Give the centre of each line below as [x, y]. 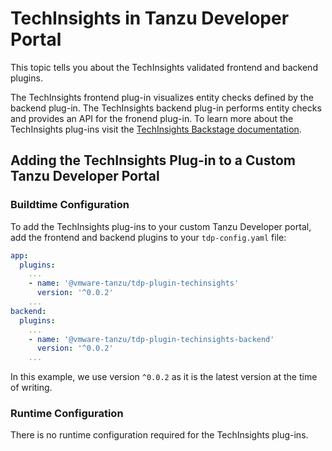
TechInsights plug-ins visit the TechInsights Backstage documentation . [156, 129]
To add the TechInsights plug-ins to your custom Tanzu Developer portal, [161, 226]
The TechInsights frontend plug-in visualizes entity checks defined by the [162, 97]
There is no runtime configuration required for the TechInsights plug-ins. [159, 435]
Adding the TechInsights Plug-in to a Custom [153, 160]
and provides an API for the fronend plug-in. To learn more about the [152, 118]
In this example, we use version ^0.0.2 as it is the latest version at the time [164, 377]
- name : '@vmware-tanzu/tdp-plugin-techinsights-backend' [151, 339]
